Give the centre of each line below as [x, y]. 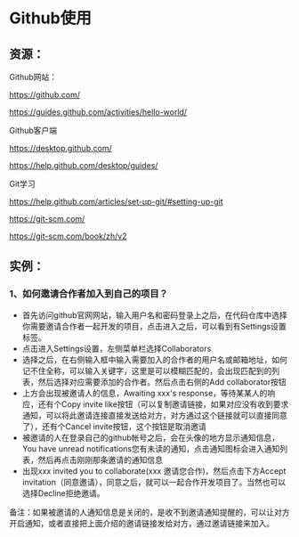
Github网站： [33, 77]
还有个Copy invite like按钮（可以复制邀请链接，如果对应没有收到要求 [163, 404]
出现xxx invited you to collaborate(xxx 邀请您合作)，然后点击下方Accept [154, 471]
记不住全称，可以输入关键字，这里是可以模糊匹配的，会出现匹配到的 [147, 370]
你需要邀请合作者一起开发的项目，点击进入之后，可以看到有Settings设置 [154, 326]
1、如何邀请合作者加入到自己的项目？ [89, 294]
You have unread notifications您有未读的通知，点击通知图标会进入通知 [151, 448]
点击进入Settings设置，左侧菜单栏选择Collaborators [117, 348]
